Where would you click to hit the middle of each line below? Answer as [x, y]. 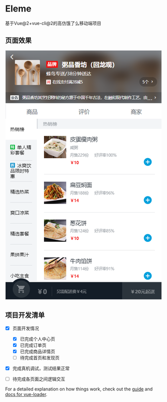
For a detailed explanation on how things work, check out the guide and [79, 389]
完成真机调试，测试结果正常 [41, 368]
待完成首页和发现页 [40, 357]
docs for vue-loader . [26, 394]
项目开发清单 [25, 315]
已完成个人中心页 [37, 339]
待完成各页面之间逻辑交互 [39, 379]
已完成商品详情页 [37, 351]
